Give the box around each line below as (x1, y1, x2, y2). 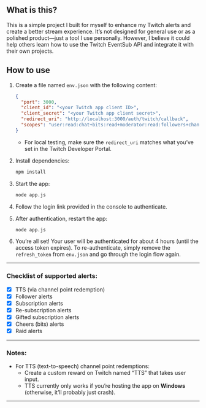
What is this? (6, 5, 58, 15)
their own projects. (6, 47, 54, 55)
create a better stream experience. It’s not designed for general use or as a (6, 28, 196, 35)
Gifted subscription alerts (15, 313, 80, 321)
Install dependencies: (15, 156, 70, 164)
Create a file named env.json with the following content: (15, 81, 158, 88)
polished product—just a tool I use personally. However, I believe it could (6, 34, 190, 42)
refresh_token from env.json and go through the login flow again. (15, 251, 181, 258)
